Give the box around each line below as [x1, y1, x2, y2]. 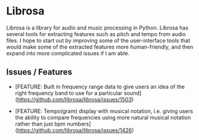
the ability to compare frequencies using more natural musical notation [14, 114, 191, 121]
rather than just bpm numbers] [14, 120, 92, 127]
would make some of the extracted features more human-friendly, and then [6, 43, 194, 50]
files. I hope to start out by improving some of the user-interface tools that [6, 37, 191, 44]
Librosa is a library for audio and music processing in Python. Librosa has [6, 24, 189, 31]
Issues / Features [6, 67, 72, 78]
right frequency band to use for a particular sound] [14, 89, 142, 97]
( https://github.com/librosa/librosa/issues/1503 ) [14, 96, 134, 103]
